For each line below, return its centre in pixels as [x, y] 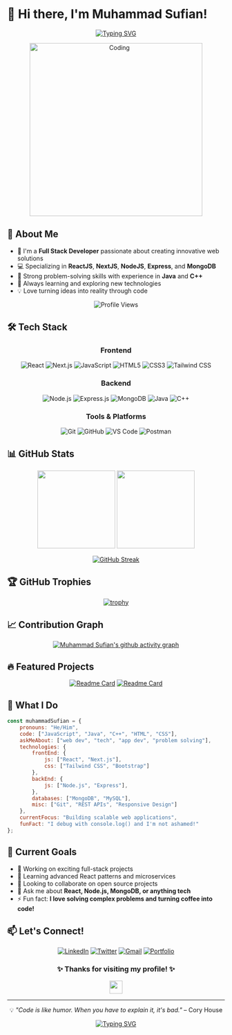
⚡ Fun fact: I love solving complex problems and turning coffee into [115, 899]
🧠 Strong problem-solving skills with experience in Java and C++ [110, 276]
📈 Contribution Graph [55, 625]
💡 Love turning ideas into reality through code [83, 291]
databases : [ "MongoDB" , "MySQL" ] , [81, 798]
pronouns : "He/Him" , [49, 727]
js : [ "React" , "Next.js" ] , [83, 760]
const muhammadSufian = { [44, 721]
